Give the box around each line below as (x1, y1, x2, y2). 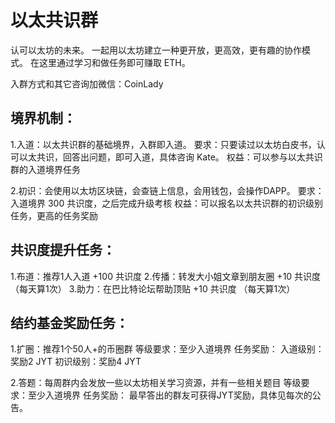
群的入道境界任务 (10, 163, 81, 175)
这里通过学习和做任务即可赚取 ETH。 (38, 56, 191, 68)
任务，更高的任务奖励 (10, 209, 98, 221)
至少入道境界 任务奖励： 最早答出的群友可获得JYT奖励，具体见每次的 (27, 389, 313, 401)
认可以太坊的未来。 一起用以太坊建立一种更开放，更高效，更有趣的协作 (10, 44, 302, 56)
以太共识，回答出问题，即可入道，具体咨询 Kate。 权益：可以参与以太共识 (18, 151, 323, 163)
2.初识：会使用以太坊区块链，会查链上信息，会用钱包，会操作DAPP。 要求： (10, 184, 325, 196)
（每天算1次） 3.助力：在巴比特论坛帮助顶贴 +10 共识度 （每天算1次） (10, 282, 296, 295)
